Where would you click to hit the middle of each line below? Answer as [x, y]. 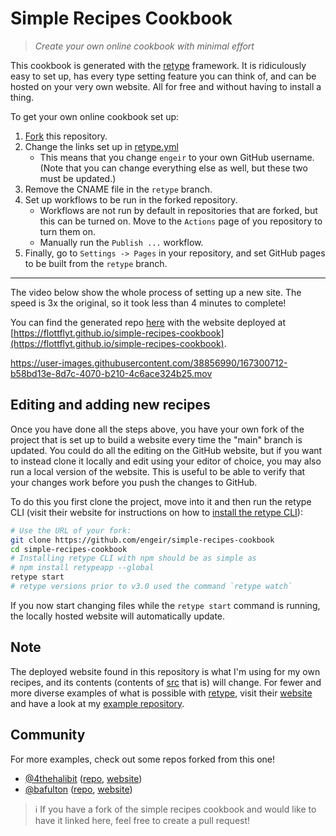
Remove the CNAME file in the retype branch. [118, 189]
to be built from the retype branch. [96, 263]
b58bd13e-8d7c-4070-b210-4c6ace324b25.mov [111, 373]
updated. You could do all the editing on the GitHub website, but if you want [166, 450]
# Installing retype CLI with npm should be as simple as [133, 558]
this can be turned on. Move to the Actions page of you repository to [181, 221]
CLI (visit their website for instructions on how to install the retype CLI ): [156, 512]
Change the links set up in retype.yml [101, 146]
